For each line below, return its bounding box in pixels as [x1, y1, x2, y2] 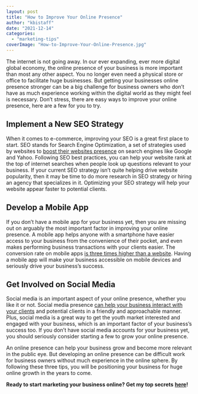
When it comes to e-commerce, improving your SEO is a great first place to [6, 134, 189, 142]
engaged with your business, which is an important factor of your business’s [6, 321, 192, 328]
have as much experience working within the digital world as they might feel [6, 89, 191, 97]
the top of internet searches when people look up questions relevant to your [6, 160, 191, 167]
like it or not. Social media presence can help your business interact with [6, 302, 183, 309]
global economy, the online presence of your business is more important [6, 64, 183, 71]
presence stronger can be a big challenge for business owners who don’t [6, 83, 184, 90]
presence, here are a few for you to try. [6, 102, 102, 109]
